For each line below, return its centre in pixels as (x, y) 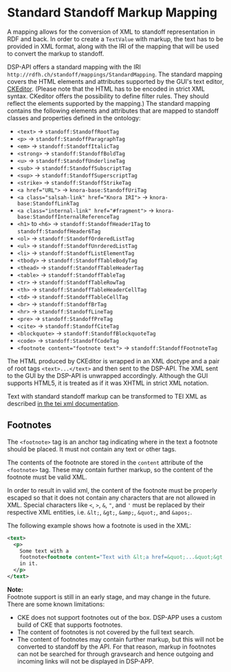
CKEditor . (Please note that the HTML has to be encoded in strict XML (106, 89)
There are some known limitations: (56, 604)
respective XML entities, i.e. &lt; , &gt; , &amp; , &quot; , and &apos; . (100, 512)
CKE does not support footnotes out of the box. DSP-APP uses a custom (119, 617)
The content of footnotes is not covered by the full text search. (106, 632)
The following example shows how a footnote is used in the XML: (99, 525)
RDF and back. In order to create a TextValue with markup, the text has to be (115, 38)
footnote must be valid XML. (47, 477)
